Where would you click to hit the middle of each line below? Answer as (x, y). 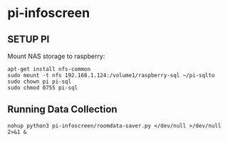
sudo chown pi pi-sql (40, 81)
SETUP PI (28, 39)
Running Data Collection (62, 109)
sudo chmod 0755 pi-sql (43, 88)
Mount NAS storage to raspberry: (56, 56)
